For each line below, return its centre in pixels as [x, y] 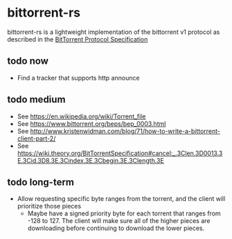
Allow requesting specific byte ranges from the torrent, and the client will [121, 199]
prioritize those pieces [49, 206]
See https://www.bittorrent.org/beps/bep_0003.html [91, 123]
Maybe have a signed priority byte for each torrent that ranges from [124, 213]
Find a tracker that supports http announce [78, 78]
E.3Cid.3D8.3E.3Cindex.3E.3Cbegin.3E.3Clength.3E [90, 160]
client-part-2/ [36, 138]
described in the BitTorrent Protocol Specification [78, 39]
